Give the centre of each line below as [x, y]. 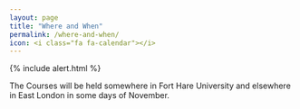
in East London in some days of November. [90, 95]
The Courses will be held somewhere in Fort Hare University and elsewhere [150, 86]
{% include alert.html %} [55, 68]
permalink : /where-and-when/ [64, 34]
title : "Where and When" [56, 26]
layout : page [34, 18]
